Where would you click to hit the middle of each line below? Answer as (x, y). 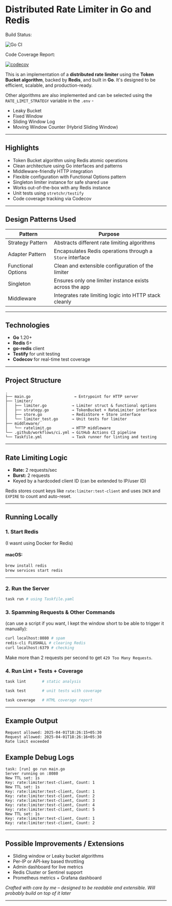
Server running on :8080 (32, 774)
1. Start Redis (22, 532)
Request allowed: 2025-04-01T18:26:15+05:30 (53, 732)
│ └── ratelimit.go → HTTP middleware (58, 428)
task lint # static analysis (43, 682)
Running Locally (31, 517)
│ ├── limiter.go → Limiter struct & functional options (81, 406)
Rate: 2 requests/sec (35, 470)
